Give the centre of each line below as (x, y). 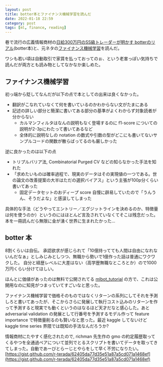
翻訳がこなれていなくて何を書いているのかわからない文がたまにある (80, 104)
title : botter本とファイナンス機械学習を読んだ (48, 14)
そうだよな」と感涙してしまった (60, 198)
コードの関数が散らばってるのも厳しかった (75, 141)
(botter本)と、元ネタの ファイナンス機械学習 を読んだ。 (68, 48)
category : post (20, 23)
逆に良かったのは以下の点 (31, 151)
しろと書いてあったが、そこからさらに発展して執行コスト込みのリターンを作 (81, 301)
